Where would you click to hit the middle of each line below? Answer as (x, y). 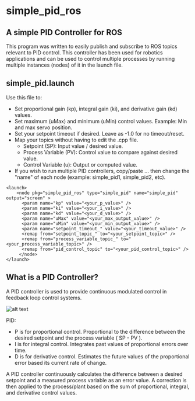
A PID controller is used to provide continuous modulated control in (86, 291)
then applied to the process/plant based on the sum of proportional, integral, (98, 386)
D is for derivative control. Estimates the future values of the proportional (102, 356)
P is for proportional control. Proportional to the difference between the (100, 331)
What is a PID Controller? (52, 277)
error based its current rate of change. (61, 362)
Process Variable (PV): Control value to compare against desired (100, 152)
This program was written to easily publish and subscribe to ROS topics (92, 46)
